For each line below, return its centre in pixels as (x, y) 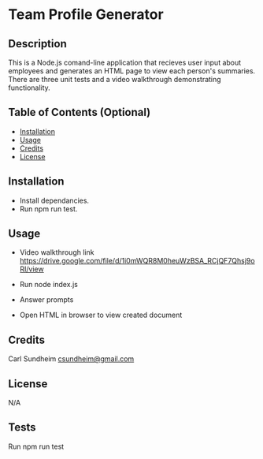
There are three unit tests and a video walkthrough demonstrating (115, 79)
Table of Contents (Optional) (80, 112)
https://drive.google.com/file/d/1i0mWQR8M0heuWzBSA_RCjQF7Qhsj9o (137, 261)
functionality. (30, 88)
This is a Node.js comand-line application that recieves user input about (125, 62)
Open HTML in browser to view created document (101, 315)
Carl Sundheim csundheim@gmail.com (71, 359)
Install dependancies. (54, 200)
